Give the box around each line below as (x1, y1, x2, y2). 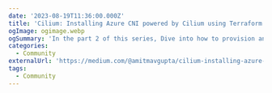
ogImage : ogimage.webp (8, 27, 85, 35)
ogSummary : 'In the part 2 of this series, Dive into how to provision (8, 34, 255, 43)
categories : (8, 42, 49, 50)
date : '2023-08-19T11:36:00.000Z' (8, 11, 125, 20)
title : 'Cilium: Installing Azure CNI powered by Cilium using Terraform (8, 19, 263, 27)
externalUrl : (8, 57, 53, 66)
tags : (8, 65, 27, 73)
